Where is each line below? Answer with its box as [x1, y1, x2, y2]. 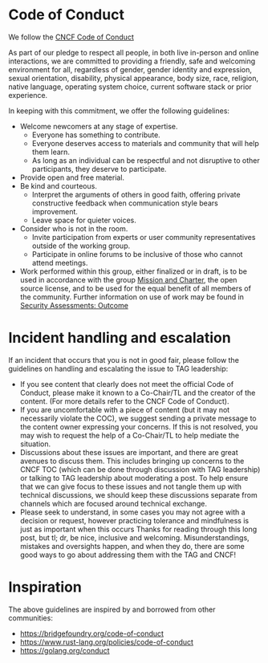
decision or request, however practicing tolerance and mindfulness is [19, 515, 250, 525]
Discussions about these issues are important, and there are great [19, 447, 238, 457]
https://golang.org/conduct [19, 645, 110, 655]
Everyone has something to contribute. [31, 130, 160, 140]
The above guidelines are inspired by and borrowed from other [8, 604, 216, 614]
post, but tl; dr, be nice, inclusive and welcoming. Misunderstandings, [19, 532, 250, 543]
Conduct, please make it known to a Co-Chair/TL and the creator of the [19, 388, 256, 397]
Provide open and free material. [19, 173, 125, 182]
